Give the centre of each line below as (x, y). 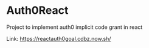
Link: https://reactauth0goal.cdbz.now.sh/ (59, 38)
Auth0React (37, 10)
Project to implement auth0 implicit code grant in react (74, 27)
